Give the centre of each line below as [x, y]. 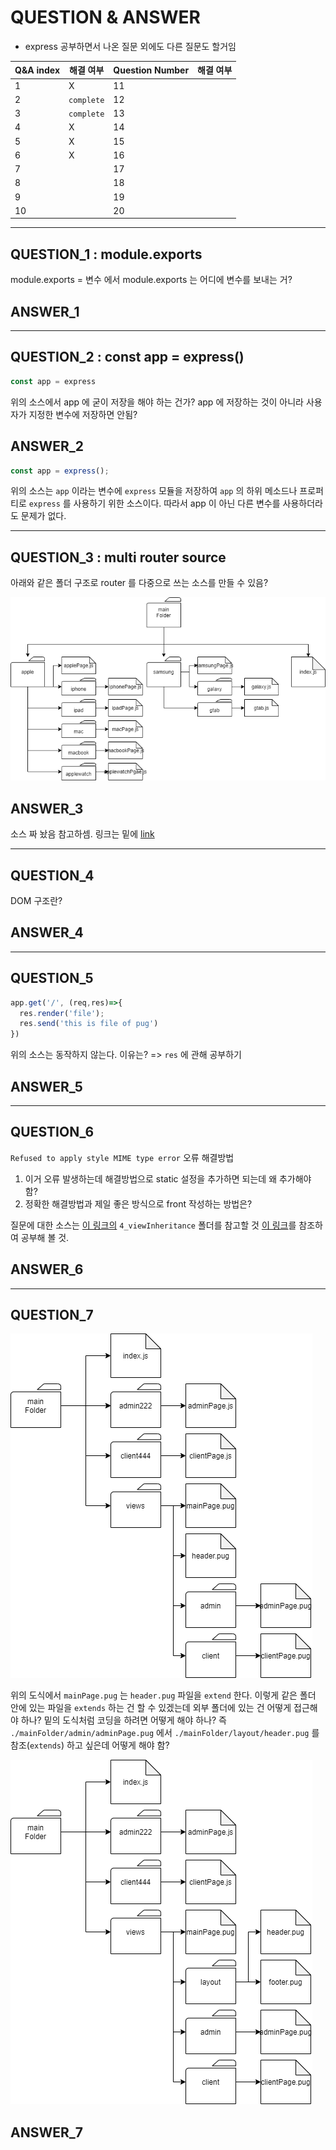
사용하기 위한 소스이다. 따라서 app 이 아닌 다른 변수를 [177, 503]
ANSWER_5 [46, 1086]
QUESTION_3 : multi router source [118, 557]
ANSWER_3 [47, 808]
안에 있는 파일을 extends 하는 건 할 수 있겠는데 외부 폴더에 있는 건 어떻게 [151, 1708]
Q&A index [37, 70]
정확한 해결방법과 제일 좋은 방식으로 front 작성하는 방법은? [138, 1203]
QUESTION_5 [52, 978]
